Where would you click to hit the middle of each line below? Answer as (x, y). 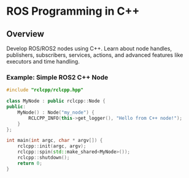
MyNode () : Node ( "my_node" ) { (56, 112)
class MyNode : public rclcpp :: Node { (56, 101)
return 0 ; (30, 163)
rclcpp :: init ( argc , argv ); (52, 146)
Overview (25, 34)
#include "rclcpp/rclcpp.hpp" (45, 90)
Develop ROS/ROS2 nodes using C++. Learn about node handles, (89, 48)
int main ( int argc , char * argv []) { (55, 141)
